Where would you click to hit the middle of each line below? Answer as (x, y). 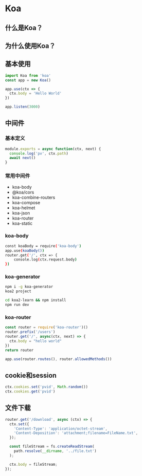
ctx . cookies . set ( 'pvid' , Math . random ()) (47, 387)
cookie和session (31, 375)
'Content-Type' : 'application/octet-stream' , (61, 429)
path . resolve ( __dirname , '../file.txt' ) (55, 451)
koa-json (21, 213)
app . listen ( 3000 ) (23, 107)
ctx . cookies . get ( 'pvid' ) (30, 391)
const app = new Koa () (28, 80)
